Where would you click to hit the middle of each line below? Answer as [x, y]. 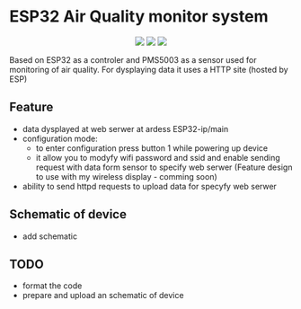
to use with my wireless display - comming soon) [126, 176]
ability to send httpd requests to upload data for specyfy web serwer [149, 186]
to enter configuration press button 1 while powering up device [151, 148]
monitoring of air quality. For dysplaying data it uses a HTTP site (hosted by [149, 69]
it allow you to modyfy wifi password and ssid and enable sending [158, 157]
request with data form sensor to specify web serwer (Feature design [164, 167]
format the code [52, 286]
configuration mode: [60, 138]
